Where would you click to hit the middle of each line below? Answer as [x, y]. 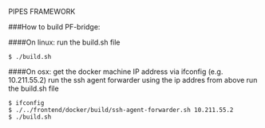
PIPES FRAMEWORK [42, 12]
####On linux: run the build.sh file [65, 42]
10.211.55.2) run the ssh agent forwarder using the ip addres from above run [133, 80]
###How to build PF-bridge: [54, 27]
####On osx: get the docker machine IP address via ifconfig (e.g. [116, 72]
